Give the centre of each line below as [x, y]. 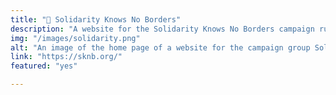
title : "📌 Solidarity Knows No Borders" [96, 19]
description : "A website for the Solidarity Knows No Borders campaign [162, 29]
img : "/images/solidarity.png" [75, 38]
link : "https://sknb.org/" [66, 57]
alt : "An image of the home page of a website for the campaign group [160, 47]
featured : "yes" [44, 66]
